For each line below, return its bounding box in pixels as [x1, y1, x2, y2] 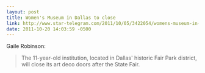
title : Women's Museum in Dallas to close [6, 15, 116, 21]
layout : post [6, 9, 40, 15]
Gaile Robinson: [6, 43, 46, 50]
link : [6, 20, 20, 26]
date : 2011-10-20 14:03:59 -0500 [6, 26, 92, 32]
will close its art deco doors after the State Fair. [21, 61, 140, 68]
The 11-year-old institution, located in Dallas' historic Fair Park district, [21, 54, 197, 61]
